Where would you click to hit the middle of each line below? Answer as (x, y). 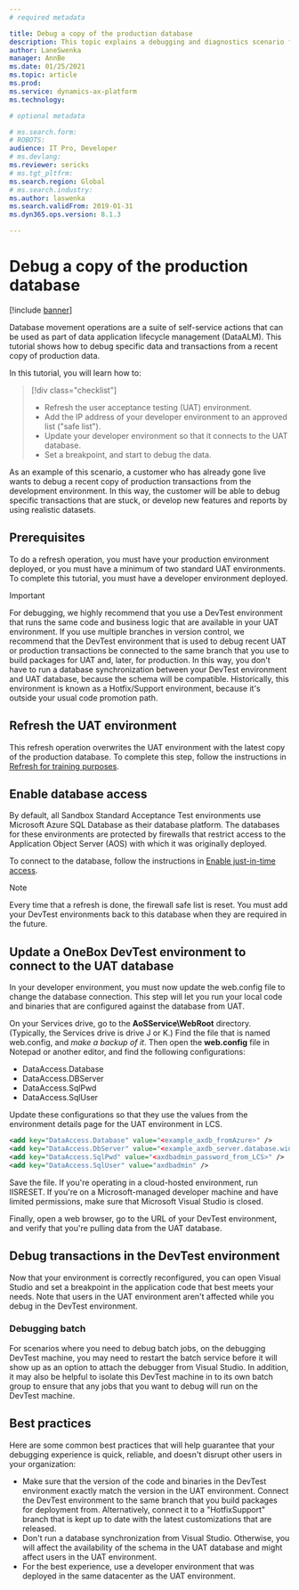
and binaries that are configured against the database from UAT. (127, 1006)
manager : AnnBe (37, 59)
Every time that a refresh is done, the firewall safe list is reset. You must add (148, 905)
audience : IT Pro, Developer (63, 149)
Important (27, 595)
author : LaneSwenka (45, 50)
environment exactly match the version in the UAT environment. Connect (155, 1490)
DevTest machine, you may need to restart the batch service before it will (143, 1358)
